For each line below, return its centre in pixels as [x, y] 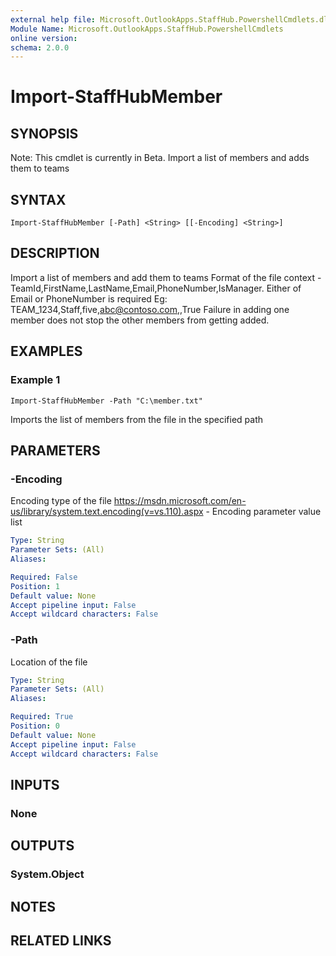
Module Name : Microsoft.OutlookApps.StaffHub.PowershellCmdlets [147, 29]
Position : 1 [35, 586]
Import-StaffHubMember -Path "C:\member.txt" [106, 401]
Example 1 [35, 380]
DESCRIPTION [55, 253]
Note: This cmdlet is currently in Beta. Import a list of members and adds [160, 158]
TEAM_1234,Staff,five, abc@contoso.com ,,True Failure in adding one [150, 309]
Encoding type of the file [61, 501]
